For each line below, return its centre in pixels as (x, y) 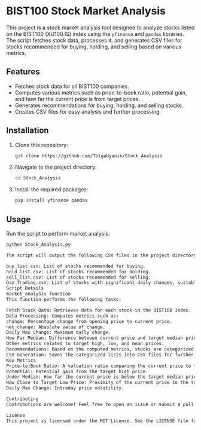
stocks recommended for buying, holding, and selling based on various (94, 47)
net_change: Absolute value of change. (56, 327)
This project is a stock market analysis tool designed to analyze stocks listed (100, 28)
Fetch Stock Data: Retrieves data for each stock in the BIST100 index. (99, 310)
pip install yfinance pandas (51, 201)
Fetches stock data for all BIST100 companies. (72, 86)
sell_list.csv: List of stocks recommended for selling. (79, 277)
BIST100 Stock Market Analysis (86, 11)
